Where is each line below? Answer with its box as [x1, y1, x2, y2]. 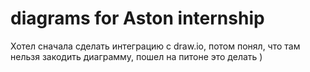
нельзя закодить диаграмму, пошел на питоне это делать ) [10, 50, 263, 62]
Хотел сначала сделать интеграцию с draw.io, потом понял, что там [10, 40, 301, 52]
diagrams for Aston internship [10, 7, 265, 30]
